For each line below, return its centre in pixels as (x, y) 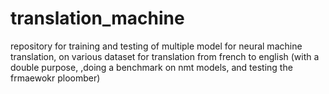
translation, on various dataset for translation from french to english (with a (165, 56)
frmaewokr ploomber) (55, 78)
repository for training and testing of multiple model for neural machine (156, 46)
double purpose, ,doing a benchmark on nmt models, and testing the (151, 67)
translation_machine (97, 18)
